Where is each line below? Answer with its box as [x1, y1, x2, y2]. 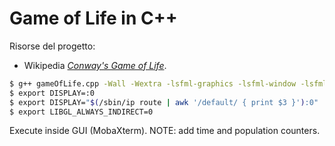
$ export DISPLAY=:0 [9, 88, 96, 98]
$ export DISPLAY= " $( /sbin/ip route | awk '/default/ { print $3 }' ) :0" [9, 97, 319, 107]
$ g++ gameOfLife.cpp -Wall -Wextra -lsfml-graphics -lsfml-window [9, 78, 297, 89]
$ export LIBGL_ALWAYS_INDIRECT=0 [9, 107, 154, 117]
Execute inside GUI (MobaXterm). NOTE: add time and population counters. [9, 125, 321, 137]
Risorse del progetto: [9, 40, 96, 52]
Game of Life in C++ [9, 7, 178, 30]
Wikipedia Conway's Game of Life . [23, 59, 167, 71]
